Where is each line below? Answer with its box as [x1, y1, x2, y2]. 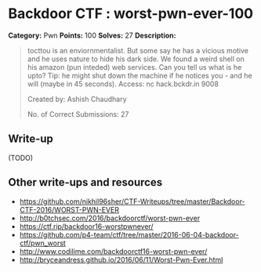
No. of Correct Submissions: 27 [27, 109, 129, 118]
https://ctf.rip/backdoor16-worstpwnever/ [19, 221, 154, 231]
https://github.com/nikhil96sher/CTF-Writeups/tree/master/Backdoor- [19, 197, 245, 206]
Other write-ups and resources [8, 176, 163, 189]
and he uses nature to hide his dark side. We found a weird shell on [27, 54, 245, 63]
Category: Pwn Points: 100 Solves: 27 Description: [8, 31, 176, 40]
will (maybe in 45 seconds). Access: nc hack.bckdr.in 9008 [27, 79, 219, 89]
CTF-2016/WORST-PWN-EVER [19, 205, 120, 214]
